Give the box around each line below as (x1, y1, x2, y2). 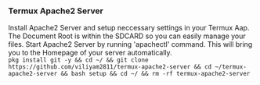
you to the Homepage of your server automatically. (8, 48, 172, 58)
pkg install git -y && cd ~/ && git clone (8, 56, 149, 64)
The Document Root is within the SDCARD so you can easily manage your (8, 31, 247, 41)
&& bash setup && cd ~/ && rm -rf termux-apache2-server (60, 70, 251, 78)
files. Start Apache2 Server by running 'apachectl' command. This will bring (8, 40, 253, 49)
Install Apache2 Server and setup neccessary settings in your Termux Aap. (8, 23, 250, 33)
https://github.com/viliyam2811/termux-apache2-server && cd (8, 63, 212, 71)
